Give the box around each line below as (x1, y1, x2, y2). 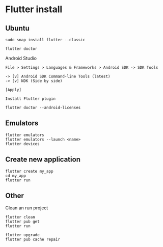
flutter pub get (5, 219, 40, 225)
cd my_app (5, 173, 26, 178)
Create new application (5, 155, 80, 164)
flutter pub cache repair (5, 237, 60, 242)
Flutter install (5, 4, 63, 15)
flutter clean (5, 215, 36, 220)
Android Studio (5, 55, 37, 61)
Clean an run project (5, 205, 48, 211)
